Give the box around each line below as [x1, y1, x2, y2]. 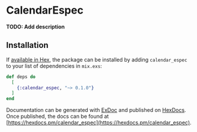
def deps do [6, 73, 36, 80]
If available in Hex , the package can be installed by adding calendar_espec [6, 56, 188, 63]
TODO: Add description [6, 23, 65, 30]
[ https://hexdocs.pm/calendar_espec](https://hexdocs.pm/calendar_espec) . [6, 119, 192, 126]
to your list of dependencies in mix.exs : [6, 62, 102, 69]
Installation [6, 40, 49, 50]
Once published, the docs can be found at [6, 113, 109, 120]
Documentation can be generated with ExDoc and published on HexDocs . [6, 107, 186, 114]
